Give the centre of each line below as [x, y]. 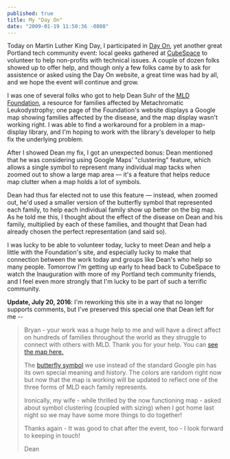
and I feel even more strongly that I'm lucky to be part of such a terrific [107, 282]
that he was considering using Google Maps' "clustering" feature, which [109, 160]
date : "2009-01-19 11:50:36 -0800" [58, 26]
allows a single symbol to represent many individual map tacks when [104, 167]
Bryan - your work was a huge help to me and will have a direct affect [122, 330]
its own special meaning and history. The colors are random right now [123, 372]
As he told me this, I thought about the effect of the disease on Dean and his [115, 217]
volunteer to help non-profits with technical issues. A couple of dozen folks [113, 60]
